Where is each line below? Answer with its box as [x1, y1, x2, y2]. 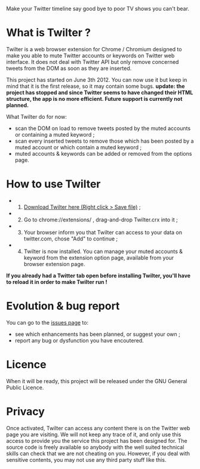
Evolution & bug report [6, 300, 120, 313]
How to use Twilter [6, 177, 101, 191]
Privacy [6, 405, 45, 418]
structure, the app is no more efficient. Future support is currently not [6, 95, 183, 102]
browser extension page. [23, 260, 85, 267]
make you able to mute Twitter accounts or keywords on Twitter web [6, 52, 175, 59]
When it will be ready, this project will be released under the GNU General [6, 377, 187, 384]
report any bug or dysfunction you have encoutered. [14, 337, 144, 344]
